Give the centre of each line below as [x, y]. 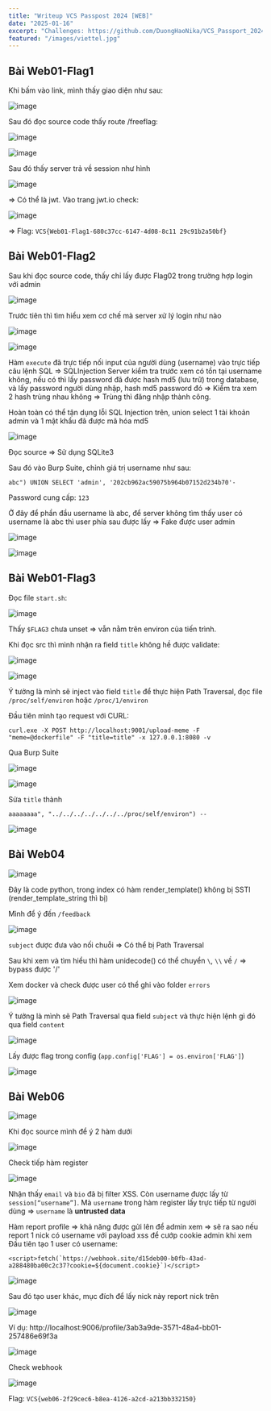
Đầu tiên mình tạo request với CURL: [69, 715]
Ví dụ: [18, 1328]
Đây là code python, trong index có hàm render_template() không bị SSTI [130, 889]
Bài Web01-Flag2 [52, 256]
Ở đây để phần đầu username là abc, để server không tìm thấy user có [126, 513]
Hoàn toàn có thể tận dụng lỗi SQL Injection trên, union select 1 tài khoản [129, 412]
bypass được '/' [34, 969]
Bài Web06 [37, 1096]
